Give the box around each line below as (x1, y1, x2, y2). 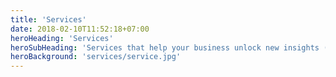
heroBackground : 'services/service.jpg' (10, 52, 182, 62)
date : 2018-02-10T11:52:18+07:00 (10, 24, 150, 34)
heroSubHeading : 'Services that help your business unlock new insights (10, 42, 320, 53)
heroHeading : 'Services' (10, 33, 114, 43)
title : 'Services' (10, 14, 87, 25)
